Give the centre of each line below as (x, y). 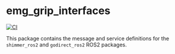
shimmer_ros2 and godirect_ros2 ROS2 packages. (66, 45)
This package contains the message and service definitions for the (88, 38)
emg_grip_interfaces (58, 11)
